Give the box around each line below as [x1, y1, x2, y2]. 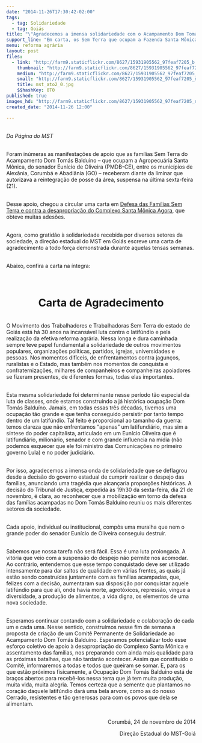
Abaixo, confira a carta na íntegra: [6, 262, 91, 269]
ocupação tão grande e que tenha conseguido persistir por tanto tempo [6, 411, 184, 418]
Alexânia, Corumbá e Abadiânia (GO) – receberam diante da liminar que [6, 169, 183, 176]
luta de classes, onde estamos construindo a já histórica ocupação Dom [6, 398, 185, 405]
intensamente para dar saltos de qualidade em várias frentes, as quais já [6, 567, 186, 574]
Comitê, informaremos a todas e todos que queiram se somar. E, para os [6, 662, 186, 669]
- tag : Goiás [11, 25, 44, 32]
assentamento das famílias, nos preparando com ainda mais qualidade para [6, 649, 194, 656]
